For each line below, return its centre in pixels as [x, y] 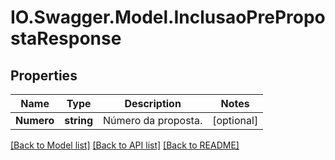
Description [153, 103]
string [79, 120]
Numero [35, 120]
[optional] [235, 120]
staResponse [66, 38]
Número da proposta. [153, 120]
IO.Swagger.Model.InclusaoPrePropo [168, 17]
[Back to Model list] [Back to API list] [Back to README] [125, 145]
